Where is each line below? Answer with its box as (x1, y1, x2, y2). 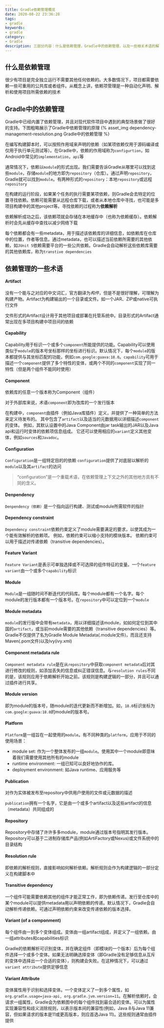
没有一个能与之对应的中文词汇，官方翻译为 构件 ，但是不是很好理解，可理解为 (5, 290, 159, 295)
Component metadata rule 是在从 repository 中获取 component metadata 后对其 (5, 661, 155, 667)
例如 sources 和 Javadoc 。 (13, 435, 62, 441)
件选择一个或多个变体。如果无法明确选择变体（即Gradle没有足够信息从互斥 (5, 952, 155, 958)
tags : (5, 16, 16, 21)
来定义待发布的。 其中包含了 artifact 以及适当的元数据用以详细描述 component (5, 416, 159, 422)
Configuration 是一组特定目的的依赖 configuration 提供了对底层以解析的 (5, 458, 149, 464)
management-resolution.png (5, 131, 62, 137)
